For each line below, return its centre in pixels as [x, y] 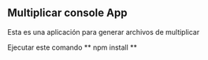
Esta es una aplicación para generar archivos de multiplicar [104, 32]
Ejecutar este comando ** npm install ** [72, 47]
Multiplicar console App [67, 13]
